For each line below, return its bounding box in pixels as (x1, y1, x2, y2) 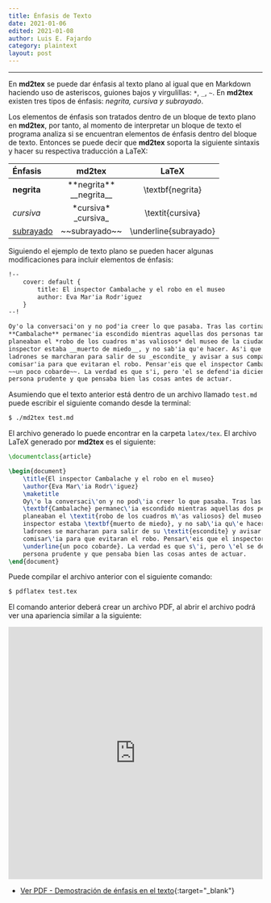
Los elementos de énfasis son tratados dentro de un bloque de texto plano (8, 112, 256, 121)
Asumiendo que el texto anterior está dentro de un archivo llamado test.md (8, 389, 258, 400)
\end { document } (8, 557, 60, 565)
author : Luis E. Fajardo (8, 34, 92, 43)
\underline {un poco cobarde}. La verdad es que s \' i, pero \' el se (23, 542, 254, 550)
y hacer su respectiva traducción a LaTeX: (8, 146, 148, 156)
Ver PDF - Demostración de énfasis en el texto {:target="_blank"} (19, 886, 236, 896)
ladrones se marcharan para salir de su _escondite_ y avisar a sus (8, 352, 244, 360)
